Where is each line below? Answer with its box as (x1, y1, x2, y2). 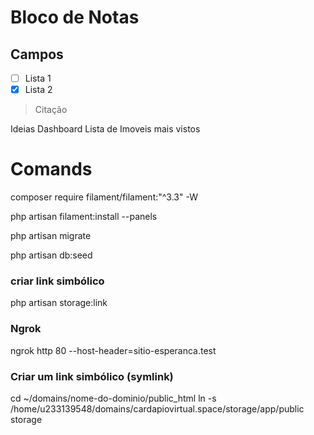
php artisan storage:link (10, 297, 108, 309)
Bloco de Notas (10, 6, 140, 29)
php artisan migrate (10, 230, 92, 242)
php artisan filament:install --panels (10, 211, 158, 223)
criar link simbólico (10, 274, 105, 288)
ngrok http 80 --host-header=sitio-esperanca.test (10, 344, 217, 356)
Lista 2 (24, 84, 53, 96)
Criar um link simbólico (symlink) (10, 369, 174, 383)
